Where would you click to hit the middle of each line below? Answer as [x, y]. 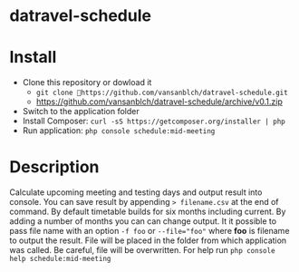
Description [54, 167]
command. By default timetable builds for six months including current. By [148, 212]
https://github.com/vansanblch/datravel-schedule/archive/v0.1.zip [159, 102]
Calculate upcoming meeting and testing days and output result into [136, 192]
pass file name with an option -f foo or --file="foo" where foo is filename [149, 231]
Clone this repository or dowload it [87, 83]
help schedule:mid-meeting [60, 259]
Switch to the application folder [81, 112]
